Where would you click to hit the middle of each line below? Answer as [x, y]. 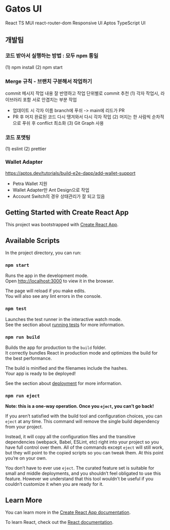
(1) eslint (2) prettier [26, 149]
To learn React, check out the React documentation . [59, 522]
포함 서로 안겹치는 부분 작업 [50, 99]
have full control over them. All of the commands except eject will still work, [84, 447]
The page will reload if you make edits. [46, 291]
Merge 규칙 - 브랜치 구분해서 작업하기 [49, 81]
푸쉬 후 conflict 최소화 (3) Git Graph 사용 [63, 123]
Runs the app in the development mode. [47, 276]
